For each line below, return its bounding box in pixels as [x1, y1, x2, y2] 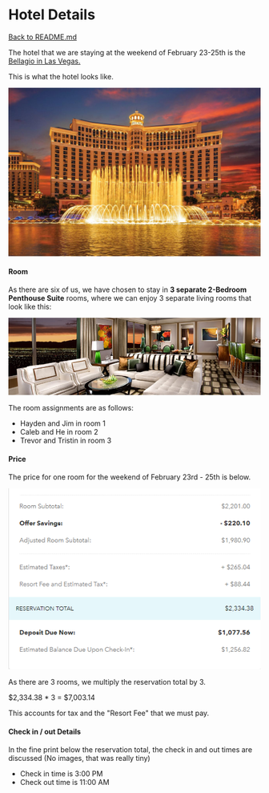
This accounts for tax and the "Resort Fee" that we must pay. [8, 708, 210, 718]
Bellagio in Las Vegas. [8, 56, 81, 66]
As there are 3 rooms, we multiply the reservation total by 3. [8, 678, 207, 687]
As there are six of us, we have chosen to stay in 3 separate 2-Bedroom [8, 285, 247, 294]
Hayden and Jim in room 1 [19, 419, 106, 428]
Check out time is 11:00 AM [19, 777, 110, 787]
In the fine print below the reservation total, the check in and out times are [8, 744, 253, 755]
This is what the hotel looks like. [8, 71, 114, 81]
